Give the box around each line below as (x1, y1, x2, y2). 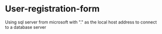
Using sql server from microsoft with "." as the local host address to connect (5, 19, 157, 25)
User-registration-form (5, 3, 100, 14)
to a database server (5, 24, 46, 30)
